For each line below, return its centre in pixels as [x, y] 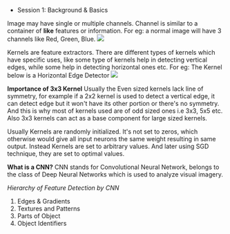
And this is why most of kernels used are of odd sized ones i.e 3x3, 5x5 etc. [115, 111]
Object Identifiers [42, 223]
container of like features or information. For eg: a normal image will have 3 [114, 31]
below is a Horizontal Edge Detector [58, 75]
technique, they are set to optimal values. [66, 154]
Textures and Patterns [49, 208]
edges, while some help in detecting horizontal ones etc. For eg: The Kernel [115, 67]
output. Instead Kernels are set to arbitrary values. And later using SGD [108, 146]
